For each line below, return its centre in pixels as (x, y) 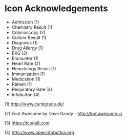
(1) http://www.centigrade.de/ (34, 104)
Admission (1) (25, 22)
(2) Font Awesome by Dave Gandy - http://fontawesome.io (63, 113)
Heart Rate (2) (26, 63)
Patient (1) (22, 84)
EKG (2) (20, 53)
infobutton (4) (26, 94)
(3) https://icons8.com (27, 123)
